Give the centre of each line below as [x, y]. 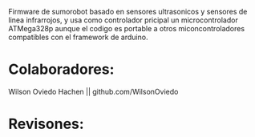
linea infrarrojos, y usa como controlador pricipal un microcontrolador [123, 20]
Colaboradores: [61, 69]
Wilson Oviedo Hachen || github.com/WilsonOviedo [93, 91]
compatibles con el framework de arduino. [78, 37]
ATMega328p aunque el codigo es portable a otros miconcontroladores [127, 28]
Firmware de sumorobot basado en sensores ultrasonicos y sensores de [128, 12]
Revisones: [46, 124]
